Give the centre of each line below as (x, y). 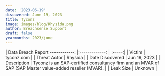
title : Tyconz (20, 19)
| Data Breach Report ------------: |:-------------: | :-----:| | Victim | (75, 52)
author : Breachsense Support (36, 29)
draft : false (19, 33)
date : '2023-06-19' (26, 10)
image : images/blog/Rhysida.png (39, 24)
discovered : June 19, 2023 (34, 15)
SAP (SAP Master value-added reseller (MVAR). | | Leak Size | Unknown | (81, 68)
